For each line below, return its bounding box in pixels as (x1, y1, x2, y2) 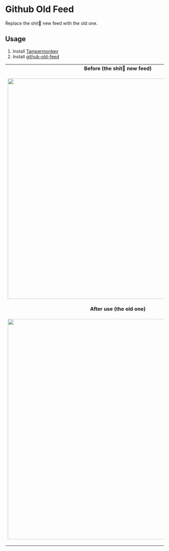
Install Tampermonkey (12, 48, 59, 54)
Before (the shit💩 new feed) (83, 64, 152, 72)
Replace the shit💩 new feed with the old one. (5, 20, 98, 26)
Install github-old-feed (12, 53, 59, 59)
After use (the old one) (90, 305, 146, 312)
